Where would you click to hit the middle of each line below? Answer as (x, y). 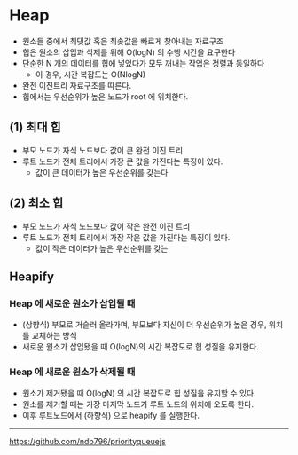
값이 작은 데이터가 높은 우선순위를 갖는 (102, 248)
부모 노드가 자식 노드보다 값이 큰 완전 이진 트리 (102, 150)
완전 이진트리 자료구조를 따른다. (76, 85)
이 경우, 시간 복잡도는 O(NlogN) (90, 74)
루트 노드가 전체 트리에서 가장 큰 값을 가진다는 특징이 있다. (122, 161)
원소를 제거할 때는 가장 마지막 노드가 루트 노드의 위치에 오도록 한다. (138, 404)
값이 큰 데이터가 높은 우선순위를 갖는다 (102, 172)
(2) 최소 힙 (36, 204)
